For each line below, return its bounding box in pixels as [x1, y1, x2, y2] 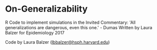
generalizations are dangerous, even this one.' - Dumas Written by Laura [5, 24, 153, 30]
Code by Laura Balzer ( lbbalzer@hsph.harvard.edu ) [5, 39, 110, 45]
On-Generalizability [5, 3, 88, 15]
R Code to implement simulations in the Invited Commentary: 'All [5, 19, 136, 25]
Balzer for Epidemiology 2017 [5, 30, 65, 35]
